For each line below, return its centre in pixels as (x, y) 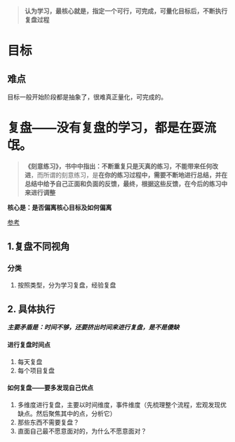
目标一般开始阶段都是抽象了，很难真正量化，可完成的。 (87, 97)
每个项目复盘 (36, 370)
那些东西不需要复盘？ (48, 422)
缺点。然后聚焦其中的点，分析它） (67, 413)
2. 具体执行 (31, 309)
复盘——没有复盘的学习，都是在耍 (106, 128)
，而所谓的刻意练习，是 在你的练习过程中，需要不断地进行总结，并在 (129, 175)
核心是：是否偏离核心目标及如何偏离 (60, 207)
